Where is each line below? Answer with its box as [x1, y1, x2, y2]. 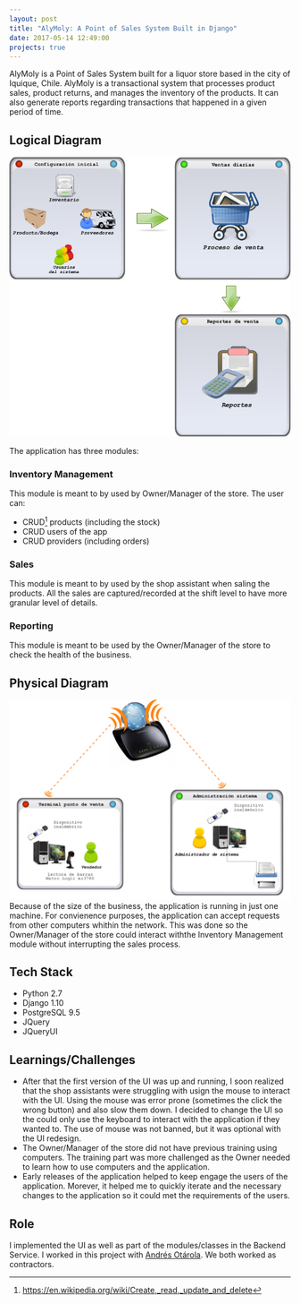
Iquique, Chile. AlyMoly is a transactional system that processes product [9, 78, 275, 89]
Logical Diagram [9, 133, 103, 148]
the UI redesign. [21, 1133, 82, 1144]
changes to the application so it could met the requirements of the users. [21, 1190, 290, 1201]
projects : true [9, 43, 66, 52]
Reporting [9, 620, 54, 632]
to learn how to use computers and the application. [21, 1162, 210, 1172]
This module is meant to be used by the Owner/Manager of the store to [9, 640, 271, 651]
